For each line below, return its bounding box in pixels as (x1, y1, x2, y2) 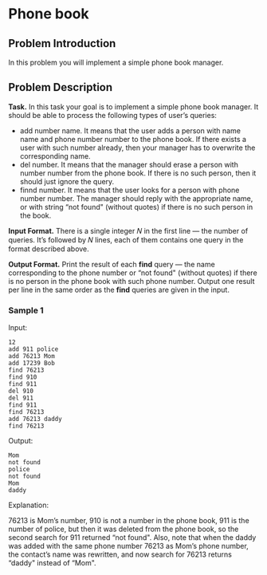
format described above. (8, 244, 89, 254)
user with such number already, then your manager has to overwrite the (19, 143, 256, 152)
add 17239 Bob (8, 360, 56, 368)
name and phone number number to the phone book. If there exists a (19, 134, 247, 144)
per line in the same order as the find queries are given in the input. (8, 285, 230, 294)
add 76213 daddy (8, 415, 62, 423)
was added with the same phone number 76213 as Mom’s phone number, (8, 542, 249, 551)
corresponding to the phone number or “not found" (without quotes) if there (8, 268, 257, 278)
